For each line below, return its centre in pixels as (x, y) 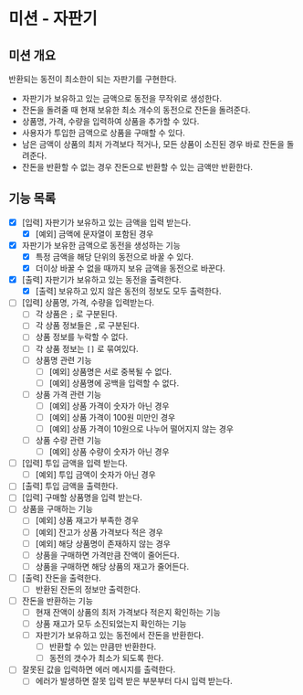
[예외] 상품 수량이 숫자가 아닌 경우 (109, 452)
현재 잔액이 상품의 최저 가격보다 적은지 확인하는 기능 (128, 612)
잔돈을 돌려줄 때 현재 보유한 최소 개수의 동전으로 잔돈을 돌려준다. (136, 110)
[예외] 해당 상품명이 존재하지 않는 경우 (103, 543)
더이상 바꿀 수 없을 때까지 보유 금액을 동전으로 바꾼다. (130, 268)
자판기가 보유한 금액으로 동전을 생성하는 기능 (101, 245)
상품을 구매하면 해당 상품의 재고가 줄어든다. (112, 566)
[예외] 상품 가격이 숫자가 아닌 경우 (109, 406)
